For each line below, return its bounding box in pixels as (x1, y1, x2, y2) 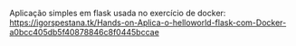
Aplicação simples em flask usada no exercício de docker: (9, 8, 226, 18)
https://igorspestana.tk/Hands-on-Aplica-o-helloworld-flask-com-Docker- (9, 17, 287, 28)
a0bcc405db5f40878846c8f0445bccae (9, 27, 160, 37)
